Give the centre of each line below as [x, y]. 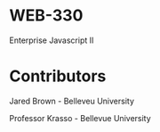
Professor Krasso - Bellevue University [80, 118]
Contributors [58, 76]
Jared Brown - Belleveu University [72, 101]
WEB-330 [46, 16]
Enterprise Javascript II [52, 40]
